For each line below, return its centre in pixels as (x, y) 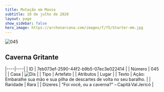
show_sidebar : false (26, 23)
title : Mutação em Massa (30, 10)
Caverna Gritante (32, 57)
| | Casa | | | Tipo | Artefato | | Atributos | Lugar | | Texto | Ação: (75, 74)
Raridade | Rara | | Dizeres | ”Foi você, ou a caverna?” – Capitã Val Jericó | (79, 84)
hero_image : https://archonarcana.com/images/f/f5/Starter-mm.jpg (74, 28)
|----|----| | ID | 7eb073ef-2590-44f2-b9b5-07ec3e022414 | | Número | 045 (82, 69)
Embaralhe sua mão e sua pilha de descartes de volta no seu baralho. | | (78, 79)
